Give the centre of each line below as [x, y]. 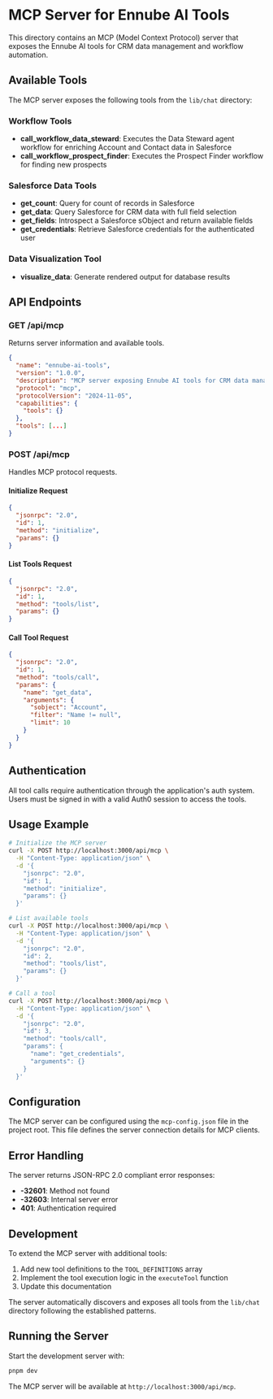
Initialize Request [38, 490]
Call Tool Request [39, 637]
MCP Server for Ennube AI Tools [119, 15]
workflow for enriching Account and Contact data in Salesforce [126, 147]
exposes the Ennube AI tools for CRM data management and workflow [126, 46]
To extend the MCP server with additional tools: [88, 1253]
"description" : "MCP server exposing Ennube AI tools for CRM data [132, 380]
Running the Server [58, 1336]
